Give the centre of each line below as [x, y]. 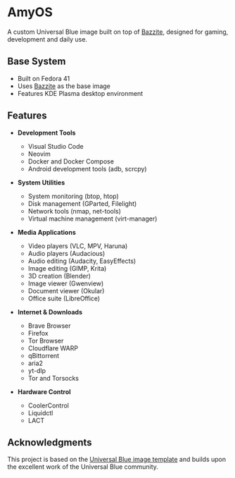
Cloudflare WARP [53, 348]
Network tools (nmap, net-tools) [75, 211]
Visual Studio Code [56, 146]
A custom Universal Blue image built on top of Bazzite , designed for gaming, [118, 32]
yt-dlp [37, 370]
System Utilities [41, 182]
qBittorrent [44, 355]
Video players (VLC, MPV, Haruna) [78, 246]
